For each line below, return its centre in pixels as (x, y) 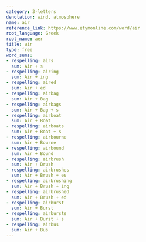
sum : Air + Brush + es (39, 176)
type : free (19, 50)
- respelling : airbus (33, 224)
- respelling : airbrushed (38, 191)
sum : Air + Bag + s (35, 110)
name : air (18, 22)
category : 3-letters (31, 11)
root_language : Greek (33, 33)
